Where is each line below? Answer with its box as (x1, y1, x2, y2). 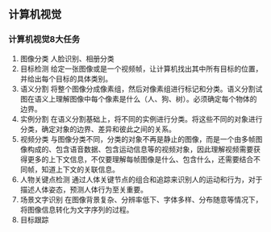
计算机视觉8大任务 (8, 34, 81, 45)
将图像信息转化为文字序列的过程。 (19, 205, 134, 214)
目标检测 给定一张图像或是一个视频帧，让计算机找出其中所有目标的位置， (19, 64, 263, 73)
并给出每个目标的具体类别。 (19, 73, 113, 83)
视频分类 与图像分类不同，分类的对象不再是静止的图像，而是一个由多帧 (19, 134, 256, 143)
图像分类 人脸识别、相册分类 (19, 53, 115, 63)
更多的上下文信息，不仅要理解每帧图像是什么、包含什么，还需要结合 (27, 154, 254, 164)
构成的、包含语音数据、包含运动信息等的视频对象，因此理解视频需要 (27, 144, 254, 154)
